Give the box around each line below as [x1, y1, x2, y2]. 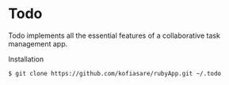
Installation [8, 54, 44, 64]
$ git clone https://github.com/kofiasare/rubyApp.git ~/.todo [8, 69, 222, 77]
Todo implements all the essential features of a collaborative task [8, 31, 220, 40]
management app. [8, 39, 68, 48]
